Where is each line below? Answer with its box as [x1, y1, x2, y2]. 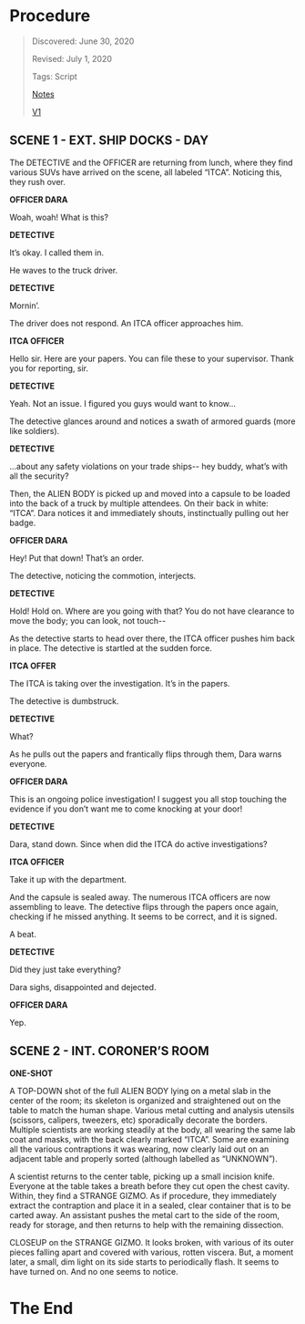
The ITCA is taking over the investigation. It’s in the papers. [9, 678, 230, 688]
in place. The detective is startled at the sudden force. [9, 642, 212, 653]
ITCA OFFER [9, 660, 56, 671]
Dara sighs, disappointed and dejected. [9, 981, 157, 992]
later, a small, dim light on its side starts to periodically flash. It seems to [9, 1256, 280, 1267]
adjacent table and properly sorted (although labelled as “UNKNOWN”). [9, 1153, 278, 1164]
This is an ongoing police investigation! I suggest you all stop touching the [9, 793, 287, 804]
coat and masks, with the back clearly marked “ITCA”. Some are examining [9, 1133, 290, 1144]
